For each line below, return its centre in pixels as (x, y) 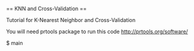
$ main (15, 43)
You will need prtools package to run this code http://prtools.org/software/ (97, 31)
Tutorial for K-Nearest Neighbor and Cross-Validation (71, 20)
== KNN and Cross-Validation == (47, 9)
